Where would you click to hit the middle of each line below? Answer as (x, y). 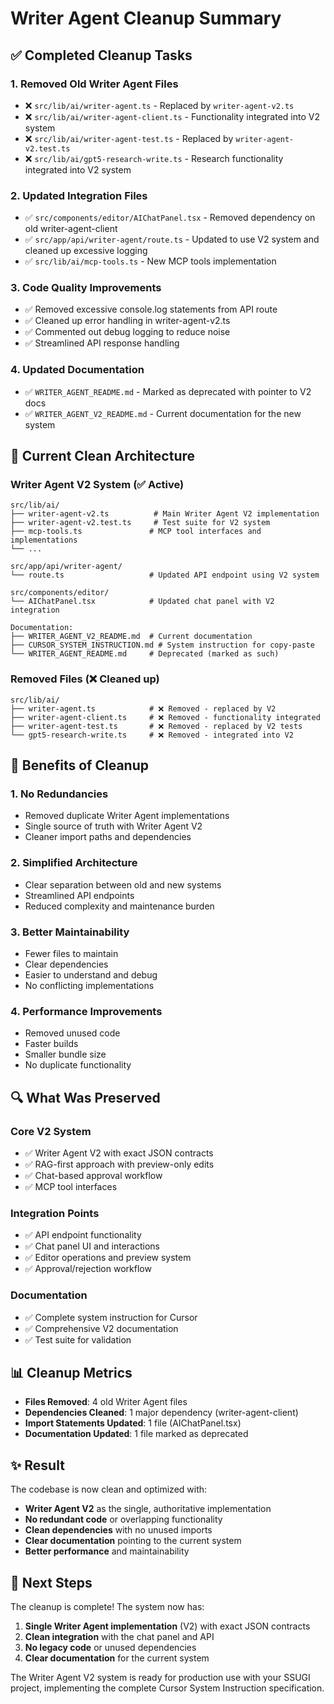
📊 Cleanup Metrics (71, 1373)
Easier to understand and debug (91, 975)
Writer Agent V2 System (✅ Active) (97, 485)
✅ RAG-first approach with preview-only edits (119, 1164)
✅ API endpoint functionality (83, 1235)
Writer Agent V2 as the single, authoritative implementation (148, 1509)
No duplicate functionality (78, 1065)
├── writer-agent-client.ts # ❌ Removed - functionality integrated (165, 717)
